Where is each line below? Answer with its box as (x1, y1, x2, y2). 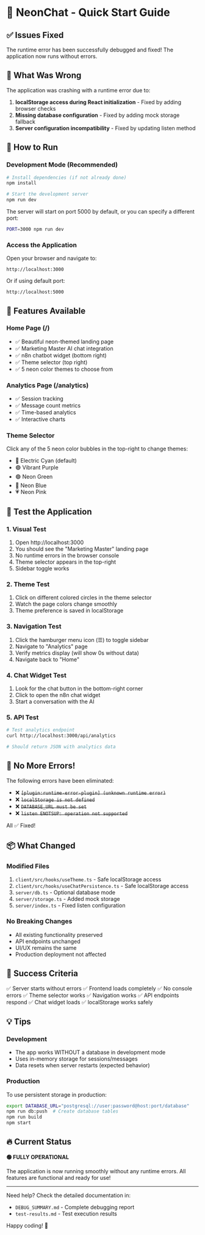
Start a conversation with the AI (15, 698, 95, 706)
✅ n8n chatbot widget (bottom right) (15, 351, 107, 359)
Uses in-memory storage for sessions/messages (15, 1055, 138, 1062)
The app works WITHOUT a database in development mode (15, 1049, 166, 1056)
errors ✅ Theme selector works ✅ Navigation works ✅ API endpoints (6, 991, 179, 999)
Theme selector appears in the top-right (15, 558, 117, 565)
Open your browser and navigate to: (6, 255, 97, 262)
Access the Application (6, 241, 77, 249)
